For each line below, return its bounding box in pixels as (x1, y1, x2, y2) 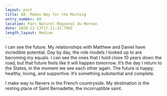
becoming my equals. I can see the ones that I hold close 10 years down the (5, 55, 162, 60)
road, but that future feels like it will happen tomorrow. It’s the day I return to (5, 60, 162, 66)
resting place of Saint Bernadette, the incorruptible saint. (5, 86, 122, 91)
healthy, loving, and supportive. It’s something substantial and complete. (5, 71, 154, 76)
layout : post (5, 7, 33, 12)
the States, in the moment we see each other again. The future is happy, (5, 65, 154, 71)
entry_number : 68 (5, 16, 42, 21)
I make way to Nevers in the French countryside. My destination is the (5, 80, 149, 86)
